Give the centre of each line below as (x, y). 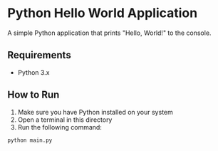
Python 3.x (33, 72)
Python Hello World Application (103, 13)
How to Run (33, 95)
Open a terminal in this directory (65, 120)
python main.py (30, 140)
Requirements (39, 55)
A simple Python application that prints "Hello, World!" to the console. (109, 33)
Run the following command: (59, 127)
